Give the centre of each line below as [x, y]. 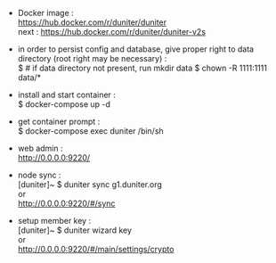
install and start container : [66, 95]
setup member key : [54, 221]
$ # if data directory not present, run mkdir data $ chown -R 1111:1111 [142, 68]
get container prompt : [59, 121]
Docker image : [45, 13]
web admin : [41, 148]
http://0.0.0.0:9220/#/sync [66, 203]
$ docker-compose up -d [64, 104]
